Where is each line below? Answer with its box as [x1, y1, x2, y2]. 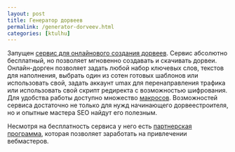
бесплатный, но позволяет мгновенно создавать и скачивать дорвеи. [7, 57, 217, 65]
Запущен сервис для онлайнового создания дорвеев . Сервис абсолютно [7, 49, 228, 57]
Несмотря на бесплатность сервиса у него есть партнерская [7, 122, 192, 130]
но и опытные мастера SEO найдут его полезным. [7, 109, 158, 117]
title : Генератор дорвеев [7, 17, 83, 24]
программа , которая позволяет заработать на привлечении [7, 130, 187, 138]
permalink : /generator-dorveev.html [7, 23, 114, 30]
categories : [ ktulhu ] [7, 29, 71, 37]
